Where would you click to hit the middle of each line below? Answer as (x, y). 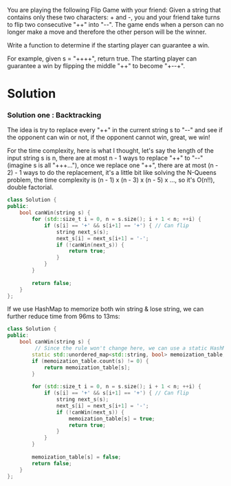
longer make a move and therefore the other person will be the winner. (107, 32)
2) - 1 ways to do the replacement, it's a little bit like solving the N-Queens (112, 173)
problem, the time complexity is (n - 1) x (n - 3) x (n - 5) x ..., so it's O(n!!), (111, 180)
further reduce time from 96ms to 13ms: (64, 317)
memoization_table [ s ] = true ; (112, 419)
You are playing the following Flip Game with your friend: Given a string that (114, 10)
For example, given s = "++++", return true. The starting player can (102, 59)
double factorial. (30, 187)
